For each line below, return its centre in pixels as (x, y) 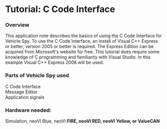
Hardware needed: (28, 110)
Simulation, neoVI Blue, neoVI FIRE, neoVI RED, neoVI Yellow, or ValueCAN (82, 121)
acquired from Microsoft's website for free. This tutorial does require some (82, 52)
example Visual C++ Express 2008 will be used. (55, 62)
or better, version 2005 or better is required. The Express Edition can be (79, 47)
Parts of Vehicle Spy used (37, 75)
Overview (17, 25)
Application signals (25, 97)
